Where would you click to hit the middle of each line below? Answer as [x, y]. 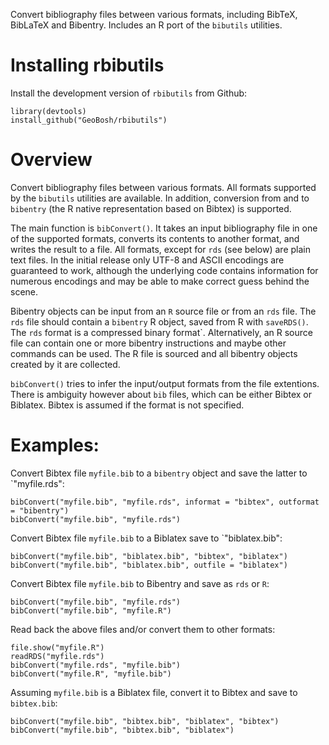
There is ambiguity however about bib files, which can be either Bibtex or [161, 394]
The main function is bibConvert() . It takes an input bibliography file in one [164, 228]
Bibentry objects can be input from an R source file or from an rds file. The [163, 311]
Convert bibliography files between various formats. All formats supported [163, 187]
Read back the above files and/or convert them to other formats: [143, 629]
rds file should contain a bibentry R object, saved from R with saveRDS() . [159, 321]
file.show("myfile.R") [57, 647]
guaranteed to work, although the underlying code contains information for [164, 270]
